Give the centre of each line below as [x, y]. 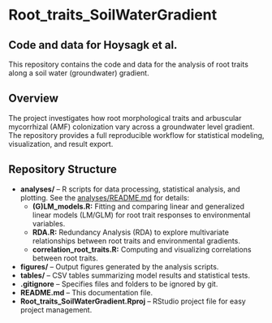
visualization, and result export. [61, 144]
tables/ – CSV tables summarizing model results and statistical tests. [135, 275]
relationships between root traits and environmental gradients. [136, 240]
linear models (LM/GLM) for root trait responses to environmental [141, 215]
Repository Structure [63, 169]
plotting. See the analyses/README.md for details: [104, 197]
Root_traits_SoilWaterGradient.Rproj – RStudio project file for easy [133, 301]
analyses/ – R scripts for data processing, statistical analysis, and [130, 189]
